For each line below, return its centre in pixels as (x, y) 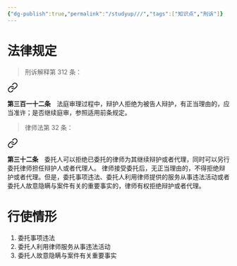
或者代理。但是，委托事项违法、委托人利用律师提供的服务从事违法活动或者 (121, 176)
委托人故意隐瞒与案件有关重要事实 (67, 255)
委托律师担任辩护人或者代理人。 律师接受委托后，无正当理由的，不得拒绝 (113, 168)
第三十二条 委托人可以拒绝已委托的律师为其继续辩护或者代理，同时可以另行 (119, 159)
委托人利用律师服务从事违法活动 (64, 246)
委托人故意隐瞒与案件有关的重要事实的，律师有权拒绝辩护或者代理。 (106, 186)
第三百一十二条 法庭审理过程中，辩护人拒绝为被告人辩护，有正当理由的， (115, 104)
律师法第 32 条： (49, 127)
